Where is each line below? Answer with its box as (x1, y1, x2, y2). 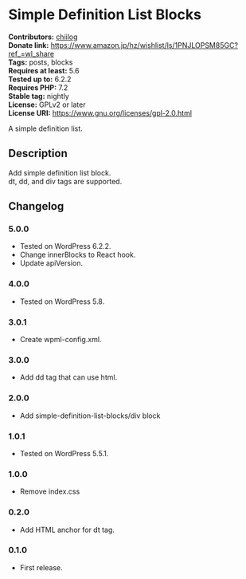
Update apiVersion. (19, 258, 84, 268)
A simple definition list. (8, 124, 84, 133)
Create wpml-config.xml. (19, 335, 102, 345)
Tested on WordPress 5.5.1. (19, 448, 109, 458)
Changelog (8, 199, 64, 213)
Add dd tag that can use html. (19, 372, 118, 382)
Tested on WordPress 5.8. (19, 297, 105, 306)
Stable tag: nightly (8, 91, 69, 100)
